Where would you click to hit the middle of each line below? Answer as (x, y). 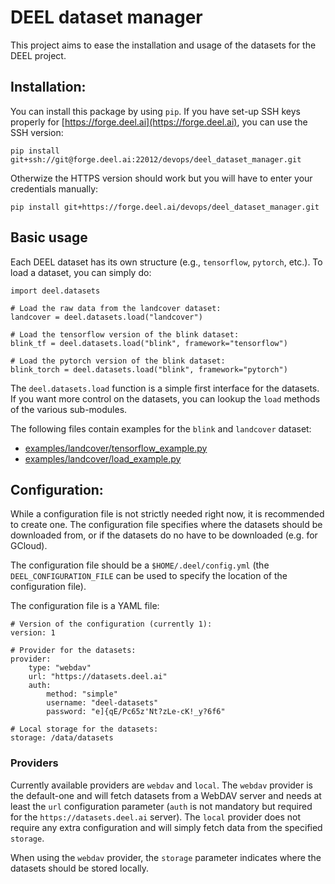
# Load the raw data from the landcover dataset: (116, 308)
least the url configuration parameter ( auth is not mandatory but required (161, 806)
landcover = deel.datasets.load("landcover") (106, 317)
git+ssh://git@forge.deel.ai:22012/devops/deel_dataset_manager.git (156, 159)
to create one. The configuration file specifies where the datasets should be (166, 525)
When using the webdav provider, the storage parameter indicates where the (166, 857)
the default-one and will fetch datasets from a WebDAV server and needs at (166, 795)
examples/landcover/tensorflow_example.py (116, 448)
